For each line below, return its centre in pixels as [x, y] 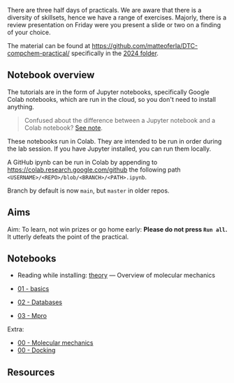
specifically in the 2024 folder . [115, 53]
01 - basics [33, 289]
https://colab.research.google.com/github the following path [94, 170]
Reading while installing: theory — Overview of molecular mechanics [116, 276]
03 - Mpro [32, 316]
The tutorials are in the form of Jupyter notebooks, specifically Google [108, 92]
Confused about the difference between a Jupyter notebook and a [120, 120]
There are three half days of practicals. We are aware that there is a [104, 10]
